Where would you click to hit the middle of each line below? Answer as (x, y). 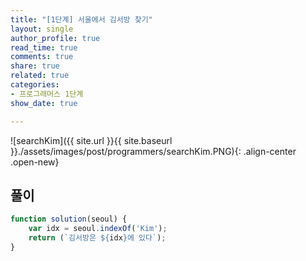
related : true (40, 76)
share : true (35, 66)
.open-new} (35, 162)
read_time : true (44, 47)
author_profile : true (55, 38)
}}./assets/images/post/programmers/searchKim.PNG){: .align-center (153, 151)
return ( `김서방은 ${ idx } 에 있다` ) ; (97, 238)
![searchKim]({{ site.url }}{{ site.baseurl (91, 140)
